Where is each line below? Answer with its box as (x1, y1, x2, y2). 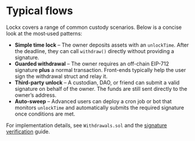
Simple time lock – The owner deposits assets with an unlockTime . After (14, 41, 189, 48)
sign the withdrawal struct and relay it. (14, 73, 108, 80)
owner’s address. (14, 91, 57, 99)
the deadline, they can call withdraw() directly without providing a (14, 47, 174, 54)
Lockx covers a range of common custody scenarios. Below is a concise (6, 24, 182, 31)
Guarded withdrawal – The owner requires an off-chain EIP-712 (14, 60, 169, 67)
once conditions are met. (14, 110, 75, 117)
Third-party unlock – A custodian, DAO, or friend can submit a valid (14, 78, 180, 86)
